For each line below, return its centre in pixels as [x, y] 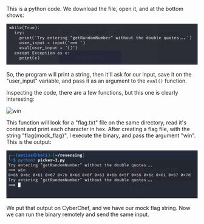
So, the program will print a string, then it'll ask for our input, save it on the [99, 75]
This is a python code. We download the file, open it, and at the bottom [95, 9]
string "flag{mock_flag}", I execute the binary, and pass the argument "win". [101, 135]
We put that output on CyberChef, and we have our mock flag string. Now [98, 208]
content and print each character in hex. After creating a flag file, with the [98, 129]
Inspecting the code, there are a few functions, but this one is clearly [92, 93]
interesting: [20, 99]
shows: [15, 15]
